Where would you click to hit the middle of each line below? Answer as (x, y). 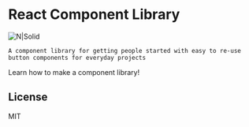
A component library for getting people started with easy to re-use (125, 50)
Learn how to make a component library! (74, 72)
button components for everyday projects (77, 58)
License (28, 97)
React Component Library (94, 15)
